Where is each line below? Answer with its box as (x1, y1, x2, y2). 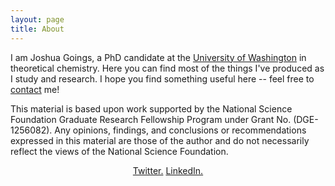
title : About (10, 24, 65, 34)
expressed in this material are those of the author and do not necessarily (10, 134, 310, 146)
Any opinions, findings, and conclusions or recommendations (54, 124, 307, 136)
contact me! (10, 83, 60, 95)
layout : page (10, 14, 65, 25)
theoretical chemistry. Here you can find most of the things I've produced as (10, 62, 325, 74)
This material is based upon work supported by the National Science (10, 102, 293, 115)
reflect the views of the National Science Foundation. (10, 145, 229, 157)
